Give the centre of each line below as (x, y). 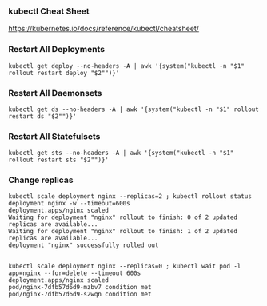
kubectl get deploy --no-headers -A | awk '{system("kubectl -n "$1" (127, 66)
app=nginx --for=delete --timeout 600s (75, 273)
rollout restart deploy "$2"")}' (64, 73)
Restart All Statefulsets (54, 136)
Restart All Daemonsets (55, 93)
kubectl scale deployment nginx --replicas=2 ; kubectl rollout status (130, 197)
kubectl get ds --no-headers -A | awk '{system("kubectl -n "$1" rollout (134, 109)
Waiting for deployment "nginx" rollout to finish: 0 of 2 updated (123, 217)
